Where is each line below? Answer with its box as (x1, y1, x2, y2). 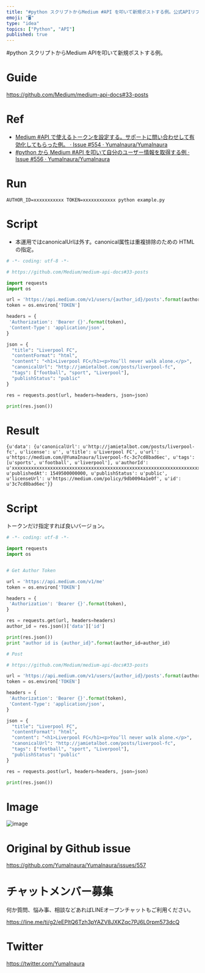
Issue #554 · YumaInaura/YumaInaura (73, 141, 168, 148)
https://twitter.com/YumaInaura (6, 960, 85, 968)
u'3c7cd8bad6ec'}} (6, 481, 53, 487)
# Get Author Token (6, 567, 56, 573)
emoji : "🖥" (6, 15, 35, 21)
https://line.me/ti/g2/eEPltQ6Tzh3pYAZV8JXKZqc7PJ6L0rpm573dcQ (6, 919, 180, 926)
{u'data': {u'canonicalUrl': (6, 443, 81, 450)
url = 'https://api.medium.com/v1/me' (6, 578, 105, 584)
